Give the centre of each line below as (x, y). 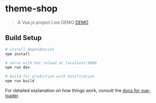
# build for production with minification (50, 77)
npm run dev (17, 67)
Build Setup (23, 38)
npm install (17, 54)
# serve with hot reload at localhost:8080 (51, 63)
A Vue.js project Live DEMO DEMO (53, 22)
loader (12, 96)
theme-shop (31, 9)
